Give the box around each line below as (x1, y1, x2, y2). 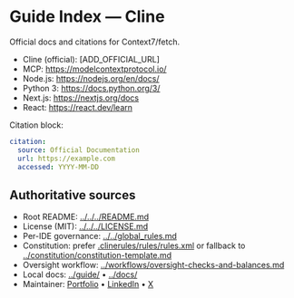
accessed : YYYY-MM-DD (17, 162, 100, 171)
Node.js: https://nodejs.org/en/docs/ (22, 72, 160, 83)
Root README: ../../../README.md (22, 211, 150, 223)
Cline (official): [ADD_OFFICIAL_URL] (22, 53, 161, 64)
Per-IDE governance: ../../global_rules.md (22, 231, 177, 242)
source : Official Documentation (17, 145, 141, 155)
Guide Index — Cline (9, 6, 165, 27)
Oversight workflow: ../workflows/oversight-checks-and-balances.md (22, 260, 285, 271)
